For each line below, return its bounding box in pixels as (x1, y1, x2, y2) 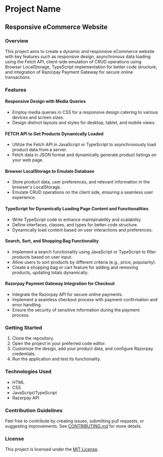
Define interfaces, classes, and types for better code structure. (12, 221, 138, 227)
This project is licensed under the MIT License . (5, 446, 99, 452)
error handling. (12, 302, 42, 308)
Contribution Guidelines (5, 407, 63, 414)
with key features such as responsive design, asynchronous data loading (5, 54, 151, 59)
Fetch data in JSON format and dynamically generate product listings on (12, 152, 157, 158)
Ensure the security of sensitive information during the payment (12, 307, 140, 313)
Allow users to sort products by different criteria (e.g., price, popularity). (12, 259, 156, 265)
